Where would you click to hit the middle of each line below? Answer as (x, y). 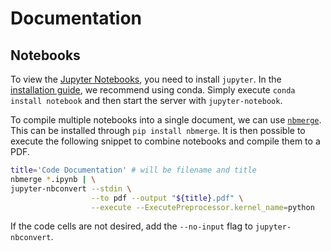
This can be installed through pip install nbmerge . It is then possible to (158, 130)
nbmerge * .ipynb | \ (53, 179)
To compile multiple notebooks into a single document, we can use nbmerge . (166, 120)
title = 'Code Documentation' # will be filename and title (133, 170)
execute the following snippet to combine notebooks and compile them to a (165, 141)
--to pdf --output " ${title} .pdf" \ (167, 198)
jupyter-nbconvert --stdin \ (71, 188)
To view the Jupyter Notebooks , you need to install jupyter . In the (146, 79)
